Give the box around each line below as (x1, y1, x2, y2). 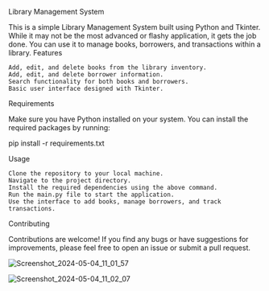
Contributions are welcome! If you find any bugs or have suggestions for (8, 235, 249, 244)
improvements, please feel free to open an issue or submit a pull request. (8, 243, 251, 252)
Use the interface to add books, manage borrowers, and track (8, 198, 221, 206)
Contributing (8, 219, 50, 228)
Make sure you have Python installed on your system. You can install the (8, 114, 249, 124)
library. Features (8, 48, 63, 57)
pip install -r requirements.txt (8, 138, 105, 148)
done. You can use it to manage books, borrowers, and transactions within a (8, 39, 262, 49)
